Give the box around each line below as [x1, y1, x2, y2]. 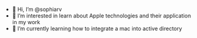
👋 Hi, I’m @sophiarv [12, 6, 62, 13]
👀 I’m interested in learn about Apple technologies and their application [12, 12, 191, 19]
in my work [12, 19, 41, 25]
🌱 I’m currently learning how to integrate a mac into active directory [12, 25, 182, 32]
